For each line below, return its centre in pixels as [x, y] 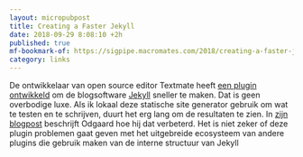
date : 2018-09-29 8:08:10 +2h [66, 34]
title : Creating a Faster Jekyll [72, 26]
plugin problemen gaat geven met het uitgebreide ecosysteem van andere [147, 133]
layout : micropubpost [50, 18]
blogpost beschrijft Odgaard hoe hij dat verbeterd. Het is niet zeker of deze [149, 124]
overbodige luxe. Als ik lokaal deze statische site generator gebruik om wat [149, 104]
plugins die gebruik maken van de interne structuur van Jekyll [124, 143]
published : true [40, 43]
